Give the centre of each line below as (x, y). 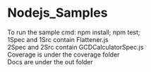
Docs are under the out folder (50, 62)
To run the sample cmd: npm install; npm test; (74, 32)
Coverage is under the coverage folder (64, 55)
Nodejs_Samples (58, 13)
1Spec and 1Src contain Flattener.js (58, 39)
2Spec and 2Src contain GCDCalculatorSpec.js (75, 47)
